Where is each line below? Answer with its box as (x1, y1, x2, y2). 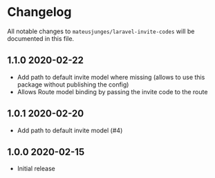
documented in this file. (7, 34, 75, 42)
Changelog (7, 4, 72, 20)
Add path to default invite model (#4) (17, 126, 123, 134)
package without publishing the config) (17, 80, 129, 89)
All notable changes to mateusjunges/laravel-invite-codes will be (7, 27, 195, 35)
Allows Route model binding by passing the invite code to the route (17, 87, 208, 96)
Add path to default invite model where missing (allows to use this (17, 73, 205, 81)
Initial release (17, 164, 55, 173)
